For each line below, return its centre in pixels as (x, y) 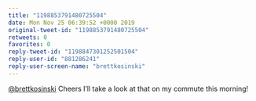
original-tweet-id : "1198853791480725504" (79, 30)
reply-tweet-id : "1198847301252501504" (73, 52)
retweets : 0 (27, 37)
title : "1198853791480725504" (58, 15)
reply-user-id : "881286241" (54, 60)
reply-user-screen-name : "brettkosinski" (77, 67)
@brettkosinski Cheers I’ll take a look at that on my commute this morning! (128, 88)
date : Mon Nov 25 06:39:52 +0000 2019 (71, 23)
